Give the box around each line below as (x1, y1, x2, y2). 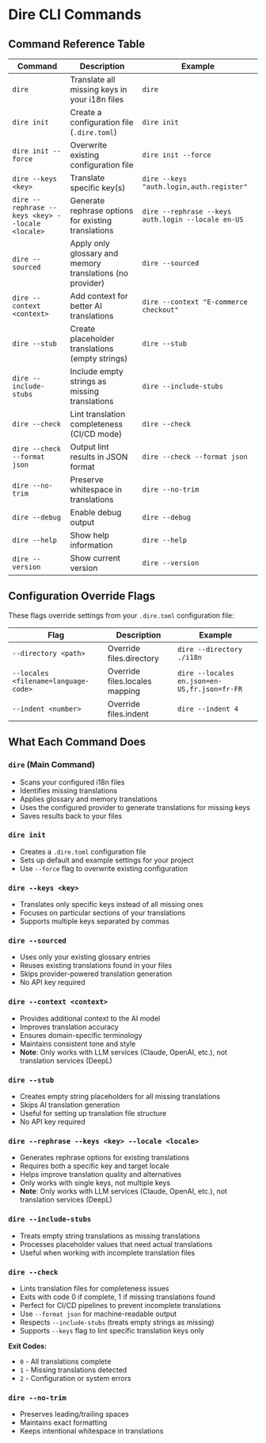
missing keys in (70, 84, 127, 95)
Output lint (70, 442, 109, 452)
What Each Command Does (8, 735, 146, 749)
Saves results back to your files (19, 811, 123, 820)
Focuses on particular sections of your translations (19, 908, 186, 918)
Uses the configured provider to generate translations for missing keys (19, 802, 251, 812)
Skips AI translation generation (19, 1100, 120, 1109)
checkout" (142, 306, 180, 314)
